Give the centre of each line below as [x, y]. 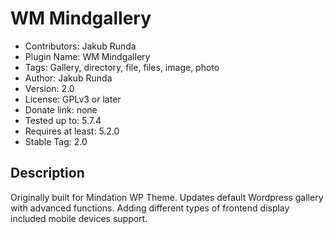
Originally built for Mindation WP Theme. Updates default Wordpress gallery [167, 197]
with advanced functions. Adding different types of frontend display [150, 208]
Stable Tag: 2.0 [56, 141]
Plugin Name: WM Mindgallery [87, 56]
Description [47, 173]
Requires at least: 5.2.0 [72, 131]
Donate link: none [61, 109]
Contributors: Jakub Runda [80, 46]
